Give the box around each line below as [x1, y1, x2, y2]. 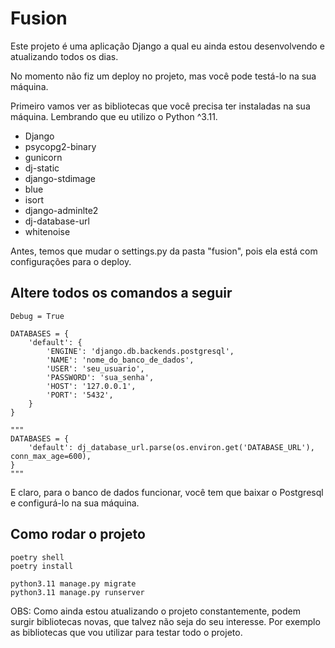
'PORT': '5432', [46, 390, 114, 400]
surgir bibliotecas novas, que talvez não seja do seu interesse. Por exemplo [10, 615, 321, 627]
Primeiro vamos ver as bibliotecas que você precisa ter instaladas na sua [10, 100, 311, 112]
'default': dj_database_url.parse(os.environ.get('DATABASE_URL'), [28, 442, 315, 452]
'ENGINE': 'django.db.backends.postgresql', [46, 346, 235, 356]
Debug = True [10, 311, 65, 321]
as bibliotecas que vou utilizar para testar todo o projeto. [10, 626, 243, 638]
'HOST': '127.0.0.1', [46, 381, 137, 391]
